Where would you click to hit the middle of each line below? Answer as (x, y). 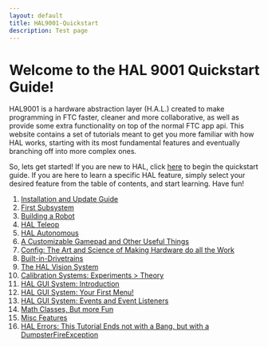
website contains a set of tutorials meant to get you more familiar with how (132, 134)
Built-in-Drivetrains (52, 258)
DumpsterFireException (59, 335)
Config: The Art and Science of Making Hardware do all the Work (127, 250)
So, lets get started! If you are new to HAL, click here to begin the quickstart (134, 167)
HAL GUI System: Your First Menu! (77, 293)
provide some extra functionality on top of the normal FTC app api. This (126, 126)
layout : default (36, 16)
